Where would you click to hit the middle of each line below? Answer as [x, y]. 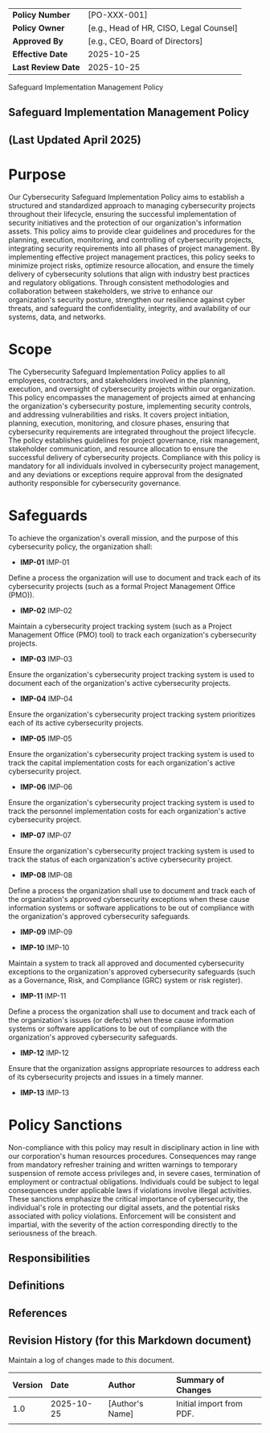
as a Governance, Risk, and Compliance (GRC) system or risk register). [126, 980]
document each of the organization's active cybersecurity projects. [120, 683]
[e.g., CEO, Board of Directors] [145, 41]
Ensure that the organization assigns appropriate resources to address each [134, 1068]
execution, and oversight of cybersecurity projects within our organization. [132, 388]
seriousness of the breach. [53, 1233]
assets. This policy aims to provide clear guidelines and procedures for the [132, 231]
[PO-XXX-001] [118, 15]
